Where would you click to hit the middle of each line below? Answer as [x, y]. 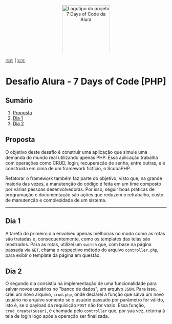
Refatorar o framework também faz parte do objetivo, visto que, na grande [84, 178]
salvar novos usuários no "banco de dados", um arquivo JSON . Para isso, [81, 289]
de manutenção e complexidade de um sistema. [56, 200]
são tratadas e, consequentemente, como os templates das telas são [78, 239]
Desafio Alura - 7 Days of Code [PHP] [86, 82]
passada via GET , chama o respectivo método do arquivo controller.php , [82, 250]
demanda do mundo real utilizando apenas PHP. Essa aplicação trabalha [82, 157]
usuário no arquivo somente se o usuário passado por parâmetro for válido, [85, 300]
